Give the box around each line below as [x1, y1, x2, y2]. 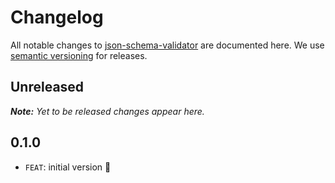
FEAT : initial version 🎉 [24, 161, 112, 173]
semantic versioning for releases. [10, 49, 148, 61]
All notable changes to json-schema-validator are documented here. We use [10, 39, 325, 51]
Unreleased [10, 79, 85, 96]
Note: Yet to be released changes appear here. [10, 105, 205, 117]
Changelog [10, 6, 104, 29]
